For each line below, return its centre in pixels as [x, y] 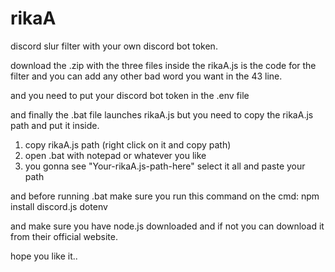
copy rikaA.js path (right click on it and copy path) [128, 144]
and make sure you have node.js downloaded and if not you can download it [167, 226]
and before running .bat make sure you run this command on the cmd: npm [165, 196]
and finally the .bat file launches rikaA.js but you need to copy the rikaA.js [162, 114]
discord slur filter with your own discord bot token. [114, 46]
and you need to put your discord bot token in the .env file [130, 95]
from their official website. [64, 236]
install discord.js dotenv [59, 206]
